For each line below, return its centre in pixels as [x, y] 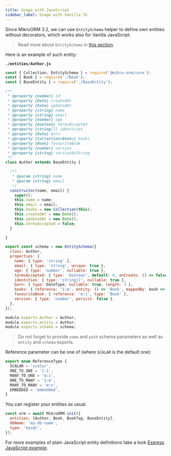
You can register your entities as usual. [46, 404]
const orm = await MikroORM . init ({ [43, 414]
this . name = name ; [34, 200]
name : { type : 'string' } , [43, 261]
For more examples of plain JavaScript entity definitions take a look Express [85, 442]
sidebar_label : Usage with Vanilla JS [46, 15]
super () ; [24, 195]
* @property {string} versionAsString [49, 153]
